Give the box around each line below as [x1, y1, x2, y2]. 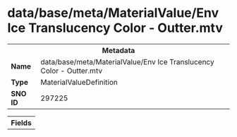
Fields [11, 118, 32, 128]
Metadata [102, 45, 135, 55]
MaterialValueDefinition [40, 77, 119, 87]
